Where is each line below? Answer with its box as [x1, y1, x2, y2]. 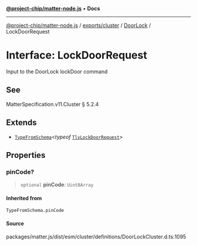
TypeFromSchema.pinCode [6, 208, 64, 214]
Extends [6, 117, 37, 128]
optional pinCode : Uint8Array [20, 181, 94, 188]
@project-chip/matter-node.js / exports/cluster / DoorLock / [6, 22, 151, 29]
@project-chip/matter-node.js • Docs [6, 5, 101, 12]
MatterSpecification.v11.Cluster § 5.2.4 [6, 100, 99, 107]
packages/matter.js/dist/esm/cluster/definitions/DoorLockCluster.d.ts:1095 [6, 233, 186, 240]
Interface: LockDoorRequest [6, 49, 148, 62]
